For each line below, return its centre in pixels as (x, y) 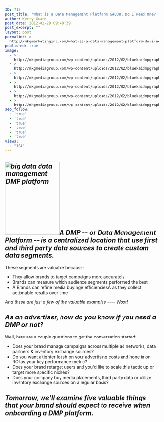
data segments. (30, 256)
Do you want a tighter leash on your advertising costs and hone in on (82, 357)
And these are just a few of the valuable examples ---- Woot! (67, 302)
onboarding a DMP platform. (50, 413)
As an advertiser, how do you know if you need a (81, 317)
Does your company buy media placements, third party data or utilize (82, 377)
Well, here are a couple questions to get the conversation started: (71, 337)
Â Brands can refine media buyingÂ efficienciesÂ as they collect (77, 287)
